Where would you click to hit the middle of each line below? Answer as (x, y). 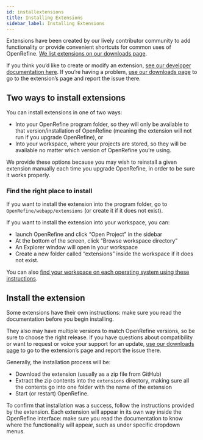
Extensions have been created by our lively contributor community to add (98, 41)
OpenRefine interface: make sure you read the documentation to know (94, 419)
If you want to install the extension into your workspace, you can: (88, 222)
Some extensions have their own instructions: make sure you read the (94, 313)
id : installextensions (35, 12)
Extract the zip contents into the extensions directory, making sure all (102, 381)
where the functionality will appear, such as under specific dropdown (93, 425)
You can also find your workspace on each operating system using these (98, 272)
